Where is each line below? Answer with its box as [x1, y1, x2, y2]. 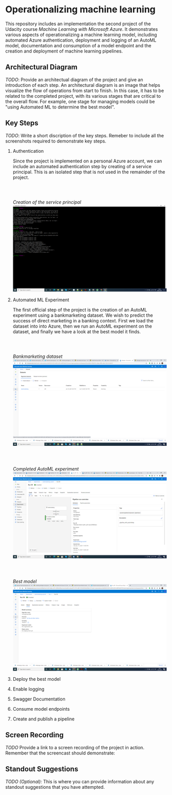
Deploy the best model [12, 676, 61, 682]
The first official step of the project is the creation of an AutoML [12, 306, 147, 313]
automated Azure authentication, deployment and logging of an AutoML [5, 37, 157, 43]
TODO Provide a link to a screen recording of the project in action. [5, 744, 145, 750]
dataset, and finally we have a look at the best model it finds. [12, 328, 141, 335]
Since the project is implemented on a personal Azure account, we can [12, 158, 162, 164]
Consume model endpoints [12, 706, 70, 712]
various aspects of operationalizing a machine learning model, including [5, 31, 157, 38]
